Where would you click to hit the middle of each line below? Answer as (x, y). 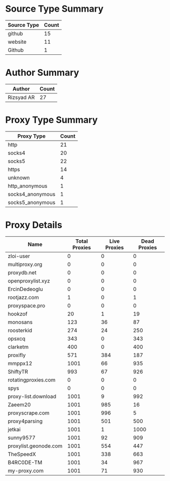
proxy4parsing (25, 421)
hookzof (18, 314)
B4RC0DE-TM (25, 462)
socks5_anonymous (32, 202)
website (17, 42)
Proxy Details (34, 225)
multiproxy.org (25, 264)
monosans (20, 322)
